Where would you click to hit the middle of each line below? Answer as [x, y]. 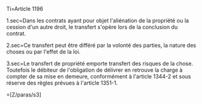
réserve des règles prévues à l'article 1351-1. [62, 83]
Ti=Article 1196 [25, 9]
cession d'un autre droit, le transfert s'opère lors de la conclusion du [92, 27]
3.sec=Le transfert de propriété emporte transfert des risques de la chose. [100, 64]
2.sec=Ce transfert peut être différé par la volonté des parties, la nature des [101, 45]
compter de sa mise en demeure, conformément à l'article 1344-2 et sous [99, 76]
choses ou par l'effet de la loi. [44, 52]
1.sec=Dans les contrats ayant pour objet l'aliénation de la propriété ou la [98, 20]
